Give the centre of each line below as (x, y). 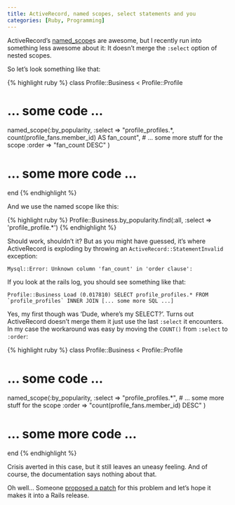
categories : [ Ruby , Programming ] (56, 20)
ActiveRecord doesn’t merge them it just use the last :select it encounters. (115, 322)
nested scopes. (29, 55)
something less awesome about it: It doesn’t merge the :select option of (112, 48)
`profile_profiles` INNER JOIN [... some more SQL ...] (90, 301)
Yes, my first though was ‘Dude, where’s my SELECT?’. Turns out (101, 314)
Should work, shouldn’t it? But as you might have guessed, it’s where (106, 241)
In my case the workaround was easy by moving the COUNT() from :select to (117, 329)
